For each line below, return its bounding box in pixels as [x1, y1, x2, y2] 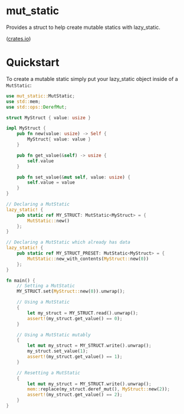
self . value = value [27, 180, 75, 185]
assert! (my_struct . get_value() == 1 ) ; [27, 354, 123, 360]
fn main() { [6, 278, 35, 283]
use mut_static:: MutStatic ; [6, 93, 75, 99]
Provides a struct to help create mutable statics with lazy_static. [6, 24, 161, 31]
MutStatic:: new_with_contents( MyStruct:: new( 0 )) [27, 256, 149, 262]
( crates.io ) [6, 35, 31, 42]
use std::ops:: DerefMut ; [6, 104, 67, 110]
